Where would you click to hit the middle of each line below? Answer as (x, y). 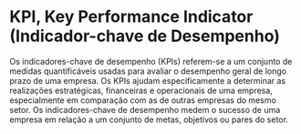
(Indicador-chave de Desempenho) (145, 36)
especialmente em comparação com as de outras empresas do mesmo (143, 100)
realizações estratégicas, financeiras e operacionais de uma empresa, (141, 90)
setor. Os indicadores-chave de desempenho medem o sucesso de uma (145, 109)
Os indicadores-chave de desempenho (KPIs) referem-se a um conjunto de (151, 61)
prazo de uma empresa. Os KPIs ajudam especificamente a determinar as (147, 80)
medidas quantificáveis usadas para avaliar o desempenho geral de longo (148, 71)
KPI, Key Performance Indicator (131, 17)
